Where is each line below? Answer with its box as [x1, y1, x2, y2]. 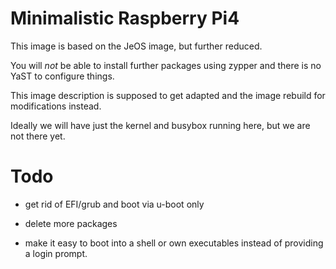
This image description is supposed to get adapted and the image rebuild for [10, 89, 326, 101]
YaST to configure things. [10, 70, 115, 82]
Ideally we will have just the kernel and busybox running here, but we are [10, 119, 311, 131]
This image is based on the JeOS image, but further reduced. [10, 40, 263, 52]
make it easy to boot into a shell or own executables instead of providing [24, 237, 324, 249]
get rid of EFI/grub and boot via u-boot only [24, 198, 205, 210]
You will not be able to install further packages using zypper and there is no [10, 59, 322, 71]
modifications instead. [10, 100, 102, 112]
